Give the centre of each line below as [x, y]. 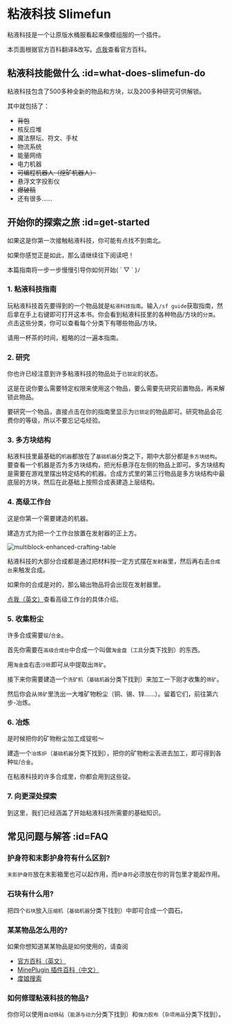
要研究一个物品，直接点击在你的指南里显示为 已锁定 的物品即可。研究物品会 [112, 412]
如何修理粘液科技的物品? [48, 998]
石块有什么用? [30, 894]
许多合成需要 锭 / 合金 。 [37, 635]
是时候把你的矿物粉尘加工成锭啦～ [56, 739]
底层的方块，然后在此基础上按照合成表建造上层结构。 [83, 482]
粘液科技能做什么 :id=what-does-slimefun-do [106, 73]
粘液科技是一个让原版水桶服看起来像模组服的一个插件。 [86, 35]
